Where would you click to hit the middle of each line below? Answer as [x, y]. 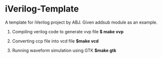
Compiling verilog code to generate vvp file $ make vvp [68, 31]
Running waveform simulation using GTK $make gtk [64, 50]
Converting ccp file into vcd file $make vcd [55, 41]
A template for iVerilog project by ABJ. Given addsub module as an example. [81, 22]
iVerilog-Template [42, 9]
